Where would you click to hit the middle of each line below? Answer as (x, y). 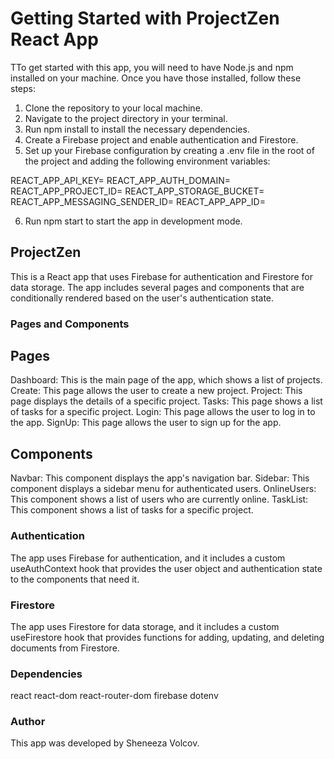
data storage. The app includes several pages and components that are (157, 287)
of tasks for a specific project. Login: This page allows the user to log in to (163, 412)
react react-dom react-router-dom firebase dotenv (114, 696)
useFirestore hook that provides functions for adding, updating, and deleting (167, 637)
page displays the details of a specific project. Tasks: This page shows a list (166, 401)
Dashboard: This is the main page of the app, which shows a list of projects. (166, 380)
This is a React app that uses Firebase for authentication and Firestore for (161, 276)
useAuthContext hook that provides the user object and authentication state (166, 568)
